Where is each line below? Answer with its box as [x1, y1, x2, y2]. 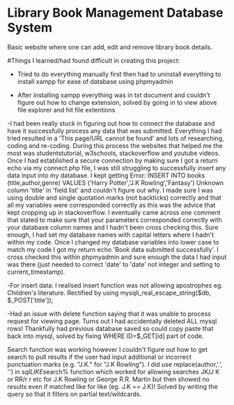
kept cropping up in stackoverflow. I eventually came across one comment [7, 208, 221, 216]
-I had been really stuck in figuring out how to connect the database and [7, 119, 215, 127]
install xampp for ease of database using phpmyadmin [17, 77, 173, 85]
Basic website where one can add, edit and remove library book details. [7, 43, 212, 51]
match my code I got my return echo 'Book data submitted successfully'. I [7, 245, 219, 253]
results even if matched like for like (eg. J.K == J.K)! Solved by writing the [7, 382, 218, 390]
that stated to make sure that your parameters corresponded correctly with [7, 215, 223, 224]
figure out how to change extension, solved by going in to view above [17, 98, 217, 106]
